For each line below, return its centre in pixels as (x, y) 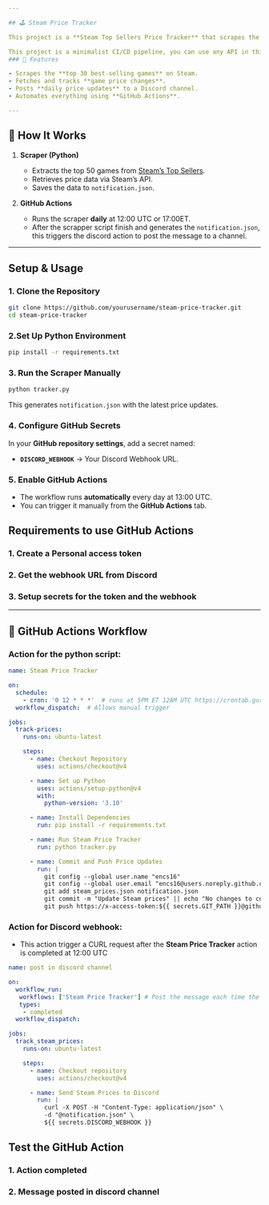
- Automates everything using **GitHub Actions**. (94, 96)
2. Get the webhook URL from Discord (83, 575)
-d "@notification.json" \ (89, 1115)
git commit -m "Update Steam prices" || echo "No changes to (148, 899)
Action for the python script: (65, 654)
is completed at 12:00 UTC (64, 953)
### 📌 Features (34, 59)
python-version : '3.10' (84, 803)
